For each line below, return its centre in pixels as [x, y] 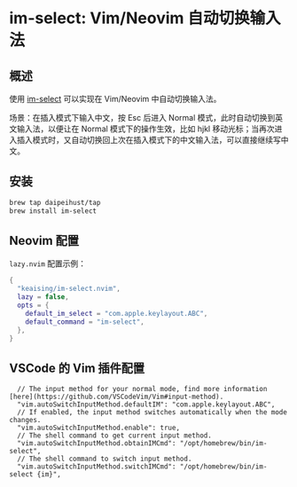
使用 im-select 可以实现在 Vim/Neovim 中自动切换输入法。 [115, 99]
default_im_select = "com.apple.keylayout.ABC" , [117, 313]
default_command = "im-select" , [85, 322]
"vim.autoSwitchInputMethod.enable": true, [98, 428]
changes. [25, 420]
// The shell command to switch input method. [105, 459]
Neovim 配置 [44, 240]
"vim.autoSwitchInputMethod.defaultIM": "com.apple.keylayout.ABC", [146, 405]
